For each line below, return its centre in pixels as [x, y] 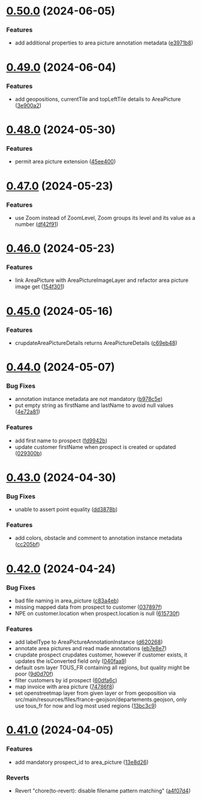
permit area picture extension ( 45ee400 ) [65, 162]
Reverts [18, 778]
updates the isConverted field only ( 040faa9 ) [71, 661]
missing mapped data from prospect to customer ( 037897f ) [88, 607]
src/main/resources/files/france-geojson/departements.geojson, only [101, 700]
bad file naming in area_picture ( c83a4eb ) [67, 600]
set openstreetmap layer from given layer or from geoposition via [95, 693]
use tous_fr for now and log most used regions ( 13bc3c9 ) [86, 706]
